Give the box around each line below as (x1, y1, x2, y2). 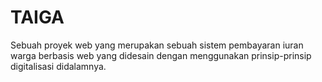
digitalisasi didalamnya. (10, 60, 107, 72)
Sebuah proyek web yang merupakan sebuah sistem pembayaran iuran (10, 39, 304, 51)
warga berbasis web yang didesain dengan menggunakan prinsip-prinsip (10, 49, 312, 61)
